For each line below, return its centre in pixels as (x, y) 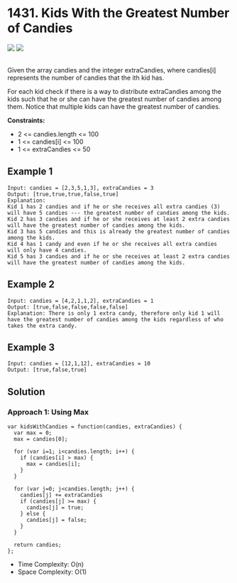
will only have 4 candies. (47, 250)
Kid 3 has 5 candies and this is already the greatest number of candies (119, 231)
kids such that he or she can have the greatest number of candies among (115, 99)
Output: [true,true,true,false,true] (63, 194)
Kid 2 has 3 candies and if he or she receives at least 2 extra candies (119, 219)
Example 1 (30, 172)
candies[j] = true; (55, 508)
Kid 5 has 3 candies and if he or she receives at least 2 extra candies (119, 256)
